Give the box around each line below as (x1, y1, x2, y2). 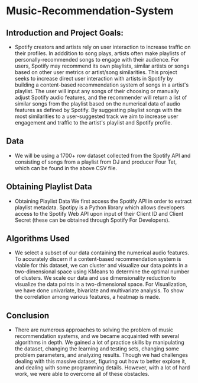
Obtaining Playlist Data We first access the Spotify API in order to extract (14, 197, 192, 205)
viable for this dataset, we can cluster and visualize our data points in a (14, 262, 188, 269)
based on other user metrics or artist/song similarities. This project (14, 69, 177, 75)
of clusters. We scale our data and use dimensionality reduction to (14, 275, 176, 282)
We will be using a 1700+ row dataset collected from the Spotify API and (14, 152, 191, 159)
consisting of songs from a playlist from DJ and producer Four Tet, (14, 158, 177, 165)
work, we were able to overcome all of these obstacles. (14, 371, 150, 378)
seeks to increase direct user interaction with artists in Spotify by (14, 75, 173, 82)
